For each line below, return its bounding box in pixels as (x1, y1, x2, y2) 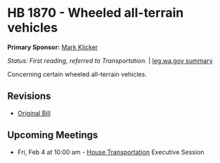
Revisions (7, 90, 51, 102)
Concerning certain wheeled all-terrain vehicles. (7, 70, 148, 78)
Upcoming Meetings (7, 129, 98, 141)
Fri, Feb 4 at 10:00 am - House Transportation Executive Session (17, 148, 205, 156)
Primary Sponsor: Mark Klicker (7, 43, 98, 51)
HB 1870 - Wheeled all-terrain (7, 5, 184, 21)
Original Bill (17, 108, 51, 117)
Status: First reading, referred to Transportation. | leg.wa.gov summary (7, 56, 213, 64)
